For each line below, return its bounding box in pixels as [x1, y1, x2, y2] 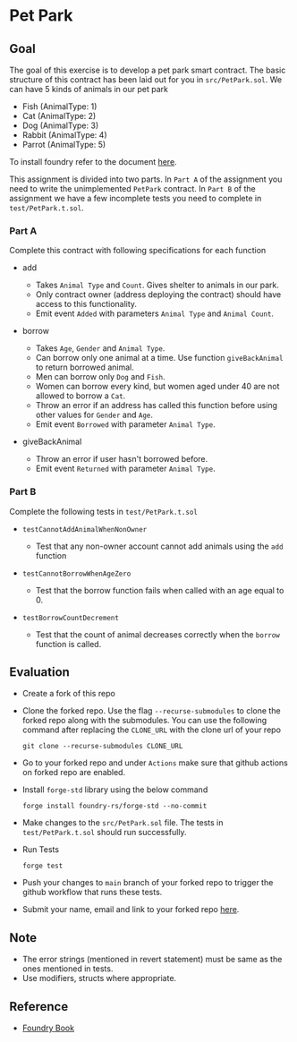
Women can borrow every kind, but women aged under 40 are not [35, 381, 280, 392]
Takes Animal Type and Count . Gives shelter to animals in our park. [35, 279, 279, 291]
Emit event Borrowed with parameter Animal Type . [35, 419, 216, 430]
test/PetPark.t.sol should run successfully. [21, 827, 187, 838]
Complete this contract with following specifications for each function [9, 245, 267, 256]
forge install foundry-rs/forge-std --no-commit [21, 802, 208, 811]
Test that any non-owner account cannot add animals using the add [35, 541, 284, 551]
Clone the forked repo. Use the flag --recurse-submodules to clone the [21, 705, 281, 716]
